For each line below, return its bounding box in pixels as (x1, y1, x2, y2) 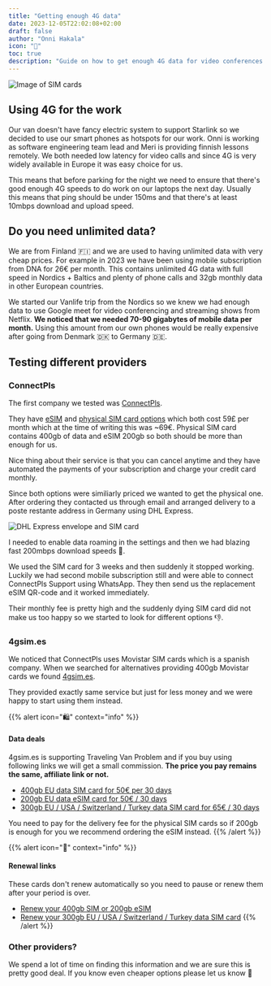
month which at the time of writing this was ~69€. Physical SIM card (8, 423, 237, 432)
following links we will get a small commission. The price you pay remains (8, 761, 257, 771)
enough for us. (8, 440, 58, 450)
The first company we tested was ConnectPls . (8, 398, 163, 408)
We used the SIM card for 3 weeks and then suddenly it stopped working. (8, 562, 255, 571)
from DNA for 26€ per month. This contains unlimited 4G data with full (8, 263, 243, 273)
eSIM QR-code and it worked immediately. (8, 588, 150, 597)
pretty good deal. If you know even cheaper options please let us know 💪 (8, 968, 253, 978)
